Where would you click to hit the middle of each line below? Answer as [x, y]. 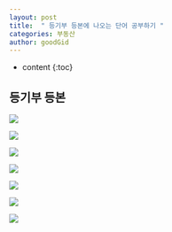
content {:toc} [47, 67]
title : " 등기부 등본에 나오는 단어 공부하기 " [86, 26]
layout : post [33, 17]
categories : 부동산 [42, 34]
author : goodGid [39, 42]
